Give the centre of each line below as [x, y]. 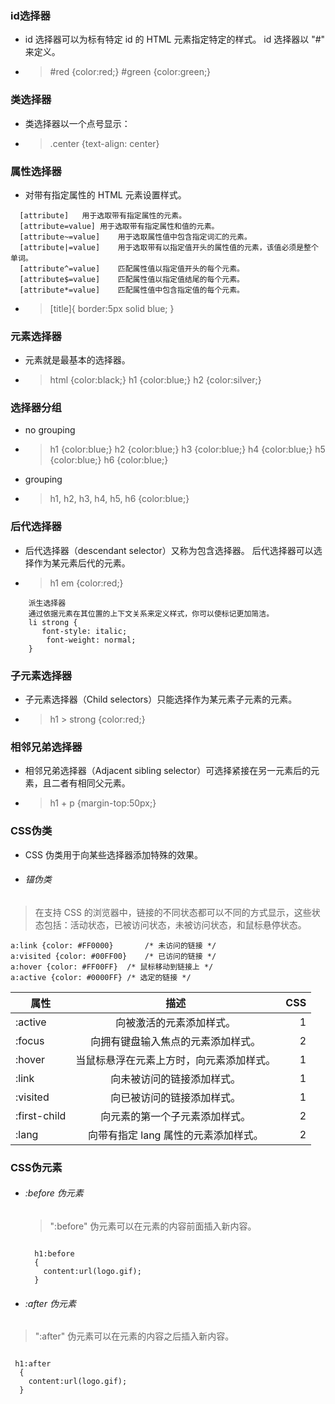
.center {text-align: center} [104, 143]
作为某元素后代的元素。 [82, 563]
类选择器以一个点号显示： [77, 123]
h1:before [54, 1254]
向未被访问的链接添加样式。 [176, 1079]
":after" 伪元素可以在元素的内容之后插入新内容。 [134, 1336]
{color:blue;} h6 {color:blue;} [109, 460]
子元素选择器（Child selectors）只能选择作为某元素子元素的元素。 [161, 699]
